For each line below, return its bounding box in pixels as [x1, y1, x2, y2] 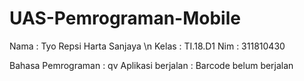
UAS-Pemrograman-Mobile [9, 7, 241, 30]
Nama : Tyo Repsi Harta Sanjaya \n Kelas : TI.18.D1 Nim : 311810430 [9, 40, 286, 52]
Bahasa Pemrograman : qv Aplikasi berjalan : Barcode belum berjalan [9, 59, 294, 71]
